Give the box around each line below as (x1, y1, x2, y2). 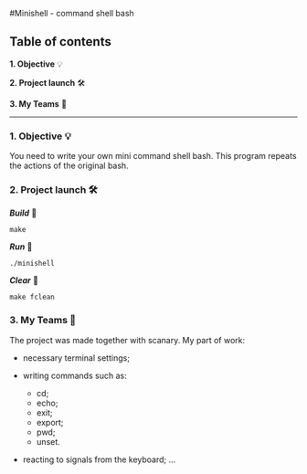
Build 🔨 (9, 207, 37, 218)
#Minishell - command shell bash (9, 8, 134, 18)
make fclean (9, 292, 55, 302)
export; (36, 416, 64, 427)
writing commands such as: (22, 370, 127, 381)
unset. (36, 436, 61, 447)
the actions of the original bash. (9, 160, 130, 172)
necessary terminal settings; (22, 352, 131, 363)
